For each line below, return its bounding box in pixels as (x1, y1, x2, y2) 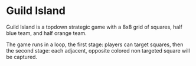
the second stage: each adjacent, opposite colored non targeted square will (6, 47, 190, 54)
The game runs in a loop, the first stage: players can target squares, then (6, 41, 184, 48)
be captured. (6, 53, 37, 60)
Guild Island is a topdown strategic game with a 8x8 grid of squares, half (6, 23, 183, 30)
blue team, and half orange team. (6, 29, 87, 36)
